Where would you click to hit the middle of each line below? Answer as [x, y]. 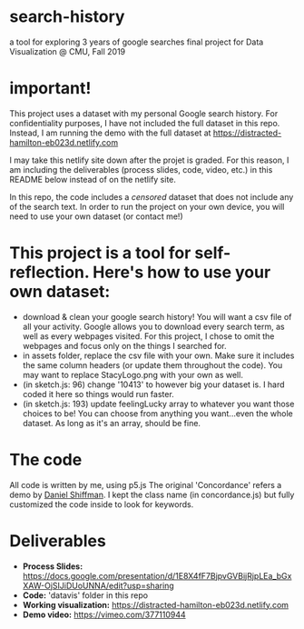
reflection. [49, 272]
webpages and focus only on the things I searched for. [124, 345]
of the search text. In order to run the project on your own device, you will [147, 206]
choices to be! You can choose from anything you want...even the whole [157, 413]
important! [50, 89]
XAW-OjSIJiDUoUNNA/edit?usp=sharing [98, 585]
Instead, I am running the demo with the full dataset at [110, 133]
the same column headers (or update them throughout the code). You [152, 364]
